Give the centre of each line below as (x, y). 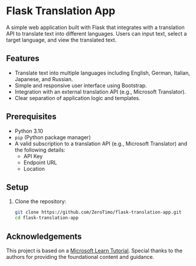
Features (23, 58)
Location (34, 169)
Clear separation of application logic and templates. (77, 98)
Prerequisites (31, 117)
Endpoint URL (40, 162)
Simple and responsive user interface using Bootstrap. (81, 85)
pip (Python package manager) (53, 137)
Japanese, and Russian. (44, 79)
